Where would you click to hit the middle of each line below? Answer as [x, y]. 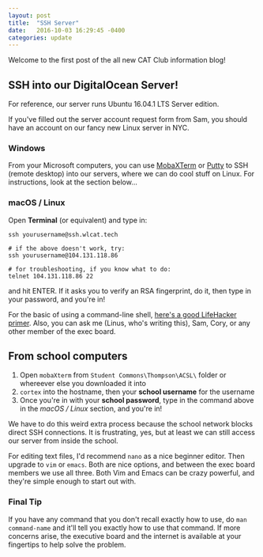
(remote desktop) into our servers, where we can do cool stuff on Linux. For [131, 174]
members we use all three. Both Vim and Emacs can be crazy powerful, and [131, 473]
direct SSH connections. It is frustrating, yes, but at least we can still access [131, 433]
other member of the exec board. [62, 331]
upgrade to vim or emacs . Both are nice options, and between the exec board [131, 464]
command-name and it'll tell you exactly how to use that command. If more [124, 528]
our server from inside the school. [63, 441]
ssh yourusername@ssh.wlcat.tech [63, 234]
